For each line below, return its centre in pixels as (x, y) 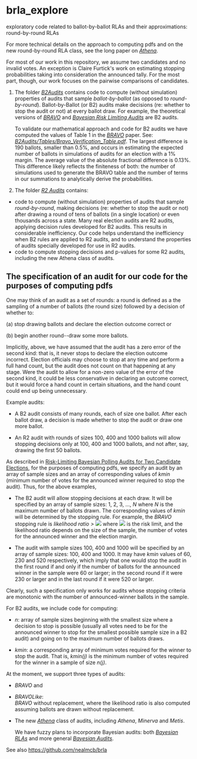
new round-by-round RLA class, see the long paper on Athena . (82, 50)
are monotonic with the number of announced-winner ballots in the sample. (98, 597)
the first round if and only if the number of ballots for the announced (97, 566)
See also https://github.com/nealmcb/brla (57, 750)
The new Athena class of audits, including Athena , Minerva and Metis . (100, 721)
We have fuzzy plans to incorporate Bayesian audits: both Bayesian (96, 732)
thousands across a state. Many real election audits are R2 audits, (94, 220)
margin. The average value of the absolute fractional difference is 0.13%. (103, 160)
